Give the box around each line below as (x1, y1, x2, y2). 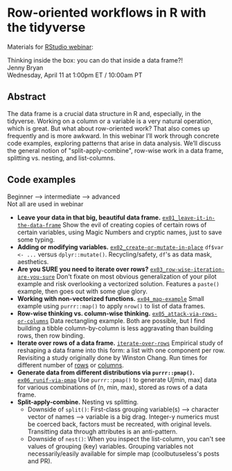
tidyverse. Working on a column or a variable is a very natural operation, (7, 117, 213, 125)
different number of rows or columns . (17, 361, 125, 369)
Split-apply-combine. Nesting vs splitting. (17, 397, 139, 406)
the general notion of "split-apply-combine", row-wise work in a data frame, (7, 146, 224, 154)
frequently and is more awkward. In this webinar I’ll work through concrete (7, 131, 220, 140)
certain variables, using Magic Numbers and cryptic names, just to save (17, 228, 222, 236)
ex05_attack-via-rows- (152, 311, 218, 317)
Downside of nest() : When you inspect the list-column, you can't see (27, 434, 226, 443)
